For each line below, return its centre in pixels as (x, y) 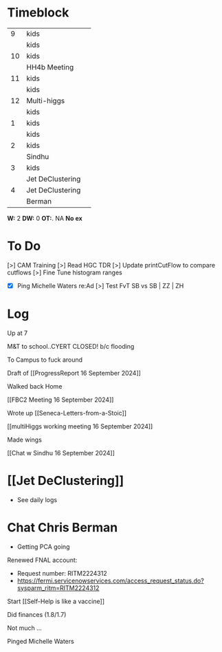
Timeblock (38, 13)
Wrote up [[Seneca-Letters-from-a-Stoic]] (67, 413)
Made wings (25, 439)
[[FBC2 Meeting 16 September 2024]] (60, 400)
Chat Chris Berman (63, 528)
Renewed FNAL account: (42, 560)
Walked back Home (35, 386)
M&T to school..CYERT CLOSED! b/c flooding (71, 346)
